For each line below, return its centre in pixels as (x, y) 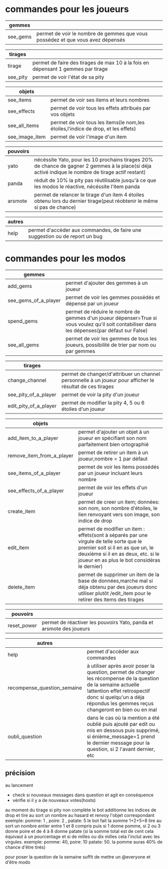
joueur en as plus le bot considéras (119, 560)
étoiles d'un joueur (83, 409)
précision (20, 773)
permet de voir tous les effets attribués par (101, 108)
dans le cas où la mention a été (123, 718)
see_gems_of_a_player (34, 300)
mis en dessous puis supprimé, (123, 730)
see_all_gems (23, 345)
